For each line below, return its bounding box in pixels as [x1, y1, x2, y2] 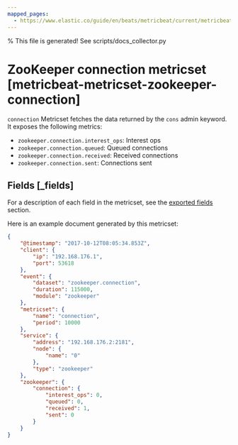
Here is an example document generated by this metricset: [7, 219, 178, 228]
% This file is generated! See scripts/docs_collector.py [7, 36, 166, 45]
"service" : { [20, 332, 59, 339]
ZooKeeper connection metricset [7, 61, 207, 77]
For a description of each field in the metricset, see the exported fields [7, 198, 213, 207]
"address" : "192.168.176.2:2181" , [33, 339, 135, 346]
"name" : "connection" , [33, 312, 100, 319]
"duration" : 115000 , [33, 286, 93, 293]
